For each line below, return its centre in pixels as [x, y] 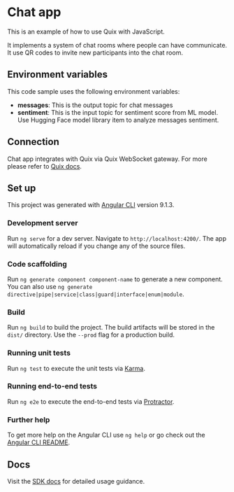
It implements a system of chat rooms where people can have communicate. [117, 45]
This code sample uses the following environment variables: [94, 91]
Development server [43, 223]
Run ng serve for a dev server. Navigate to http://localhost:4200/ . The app [117, 238]
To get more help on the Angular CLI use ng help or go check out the [106, 435]
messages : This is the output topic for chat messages [95, 105]
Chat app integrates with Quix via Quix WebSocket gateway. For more [107, 159]
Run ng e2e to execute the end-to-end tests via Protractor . [91, 401]
